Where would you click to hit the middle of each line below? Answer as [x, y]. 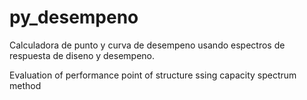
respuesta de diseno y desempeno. [82, 55]
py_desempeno [74, 17]
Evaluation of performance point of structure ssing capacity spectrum [153, 75]
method [25, 85]
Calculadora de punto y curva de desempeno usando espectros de [147, 45]
